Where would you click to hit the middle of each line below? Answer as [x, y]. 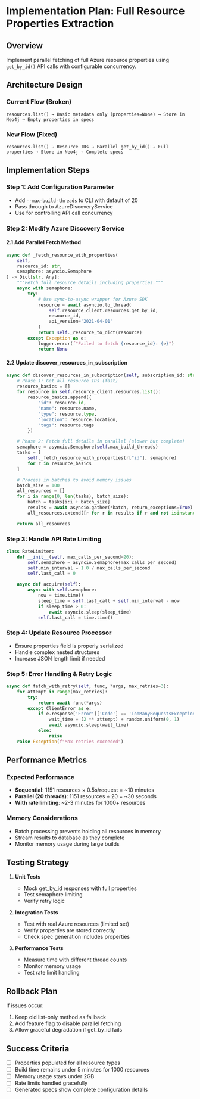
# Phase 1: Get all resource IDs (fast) [68, 381]
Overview [25, 46]
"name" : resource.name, [67, 409]
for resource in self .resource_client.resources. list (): [89, 392]
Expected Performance [40, 777]
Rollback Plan [32, 991]
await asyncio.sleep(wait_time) [89, 725]
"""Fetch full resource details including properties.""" [90, 283]
